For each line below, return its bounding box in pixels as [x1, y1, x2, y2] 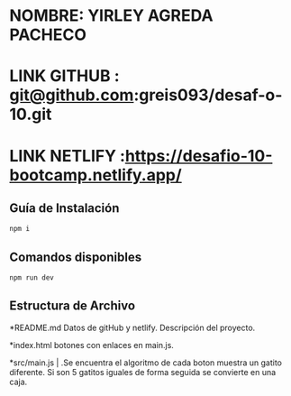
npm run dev [9, 273, 54, 282]
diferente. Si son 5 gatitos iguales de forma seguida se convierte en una [9, 366, 277, 377]
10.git [9, 105, 52, 124]
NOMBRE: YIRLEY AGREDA [9, 5, 214, 26]
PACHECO [9, 24, 87, 45]
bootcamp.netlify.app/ [9, 164, 182, 185]
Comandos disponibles [9, 249, 142, 264]
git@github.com [9, 85, 134, 106]
